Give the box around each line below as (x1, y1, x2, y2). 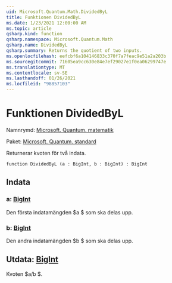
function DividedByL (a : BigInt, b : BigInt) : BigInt (6, 161, 148, 167)
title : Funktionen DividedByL (6, 14, 82, 20)
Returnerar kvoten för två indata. (6, 149, 86, 156)
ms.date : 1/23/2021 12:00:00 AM (6, 20, 86, 26)
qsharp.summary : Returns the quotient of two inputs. (6, 48, 143, 54)
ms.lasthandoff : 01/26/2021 (6, 75, 76, 81)
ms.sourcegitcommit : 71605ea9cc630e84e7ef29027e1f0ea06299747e (6, 59, 167, 64)
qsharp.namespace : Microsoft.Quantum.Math (6, 36, 113, 42)
